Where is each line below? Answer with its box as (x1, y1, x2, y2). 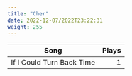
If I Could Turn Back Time (11, 58, 96, 68)
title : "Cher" (7, 10, 50, 18)
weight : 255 (7, 23, 43, 30)
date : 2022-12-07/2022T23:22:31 (7, 17, 103, 24)
